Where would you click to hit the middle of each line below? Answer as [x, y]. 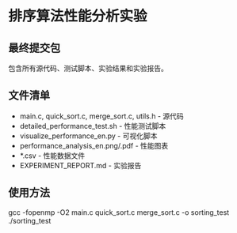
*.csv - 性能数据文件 [52, 156]
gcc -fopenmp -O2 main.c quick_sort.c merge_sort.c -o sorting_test [119, 212]
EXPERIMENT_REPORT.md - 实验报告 [80, 165]
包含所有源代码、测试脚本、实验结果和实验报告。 [88, 68]
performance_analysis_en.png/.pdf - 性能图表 [94, 145]
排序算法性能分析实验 [78, 16]
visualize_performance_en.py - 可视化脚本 [88, 136]
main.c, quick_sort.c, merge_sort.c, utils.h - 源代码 [101, 116]
